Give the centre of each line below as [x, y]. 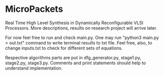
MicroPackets [34, 9]
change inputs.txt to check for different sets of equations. [64, 48]
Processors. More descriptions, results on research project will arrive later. [81, 28]
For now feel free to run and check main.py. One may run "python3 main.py [82, 38]
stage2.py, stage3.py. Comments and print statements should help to [76, 63]
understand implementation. [34, 68]
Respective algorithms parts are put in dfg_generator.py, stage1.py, [73, 57]
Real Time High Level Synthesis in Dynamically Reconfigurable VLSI [74, 23]
